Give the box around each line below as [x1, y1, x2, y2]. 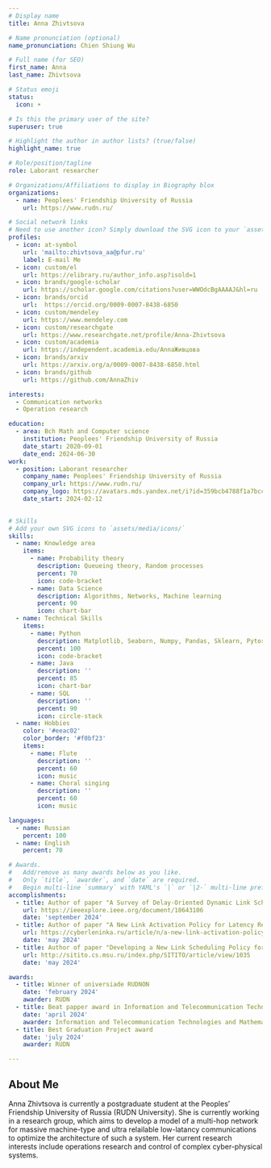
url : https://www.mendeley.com [23, 315, 128, 323]
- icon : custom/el [15, 263, 78, 271]
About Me [8, 1078, 59, 1091]
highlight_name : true [8, 144, 81, 153]
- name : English [15, 839, 70, 847]
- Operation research [15, 405, 89, 414]
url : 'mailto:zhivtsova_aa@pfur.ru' [23, 248, 147, 257]
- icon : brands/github [15, 368, 92, 376]
